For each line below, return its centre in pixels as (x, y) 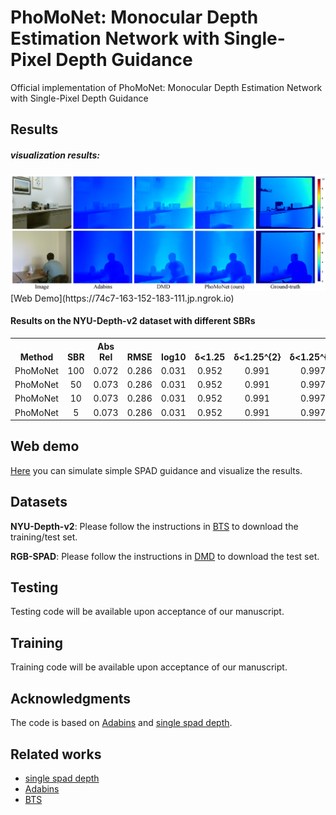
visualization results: (55, 155)
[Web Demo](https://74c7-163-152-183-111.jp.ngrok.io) (122, 298)
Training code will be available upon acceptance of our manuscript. (149, 667)
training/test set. (44, 537)
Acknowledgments (71, 698)
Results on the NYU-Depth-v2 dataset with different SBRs (133, 321)
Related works (56, 754)
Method (36, 357)
